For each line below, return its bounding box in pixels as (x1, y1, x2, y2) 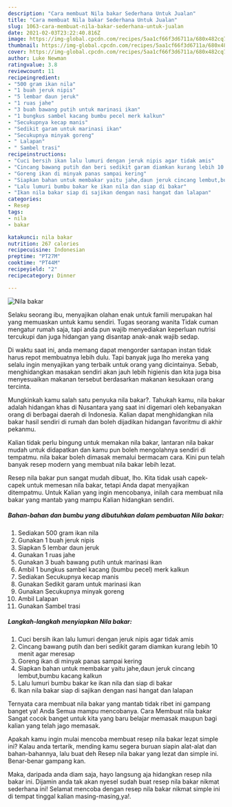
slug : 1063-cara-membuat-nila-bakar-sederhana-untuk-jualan (8, 23, 184, 30)
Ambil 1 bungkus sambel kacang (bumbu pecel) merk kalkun (17, 565, 189, 574)
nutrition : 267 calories (8, 240, 79, 247)
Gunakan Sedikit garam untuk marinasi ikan (17, 580, 141, 588)
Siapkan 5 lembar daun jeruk (17, 543, 99, 552)
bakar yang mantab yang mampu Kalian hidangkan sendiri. (8, 495, 175, 503)
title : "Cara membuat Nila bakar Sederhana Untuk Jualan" (8, 17, 178, 23)
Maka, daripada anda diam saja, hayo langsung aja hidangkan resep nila (8, 770, 212, 778)
